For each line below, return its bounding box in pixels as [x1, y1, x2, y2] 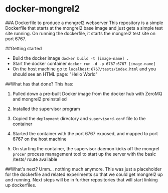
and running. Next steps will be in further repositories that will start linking [5, 176, 158, 182]
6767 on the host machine [12, 136, 67, 142]
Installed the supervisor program [12, 106, 80, 112]
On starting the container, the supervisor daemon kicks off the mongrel [12, 145, 159, 151]
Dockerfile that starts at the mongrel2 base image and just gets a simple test [5, 25, 163, 31]
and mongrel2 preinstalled [12, 96, 67, 102]
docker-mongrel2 [5, 3, 80, 15]
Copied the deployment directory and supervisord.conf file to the [12, 115, 146, 121]
